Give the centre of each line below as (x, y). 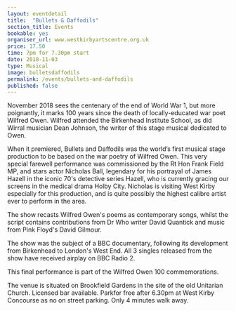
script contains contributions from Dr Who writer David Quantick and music (116, 223)
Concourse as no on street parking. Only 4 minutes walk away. (98, 300)
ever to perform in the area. (47, 201)
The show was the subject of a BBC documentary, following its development (118, 244)
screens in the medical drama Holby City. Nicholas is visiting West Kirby (111, 186)
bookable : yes (28, 33)
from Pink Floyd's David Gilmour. (54, 230)
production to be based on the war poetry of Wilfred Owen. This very (107, 157)
